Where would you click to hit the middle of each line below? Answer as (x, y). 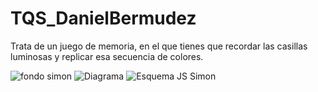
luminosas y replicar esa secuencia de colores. (107, 56)
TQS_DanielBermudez (103, 18)
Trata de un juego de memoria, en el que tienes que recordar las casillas (159, 46)
